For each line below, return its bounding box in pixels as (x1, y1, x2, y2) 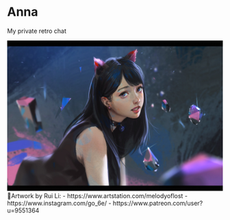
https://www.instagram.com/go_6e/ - (7, 199, 112, 208)
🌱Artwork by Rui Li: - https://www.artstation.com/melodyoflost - (7, 192, 188, 200)
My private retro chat (7, 27, 66, 35)
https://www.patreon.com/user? (112, 199, 203, 208)
